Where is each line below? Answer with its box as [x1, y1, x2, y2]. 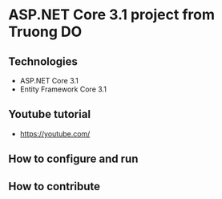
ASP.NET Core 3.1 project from [8, 6, 215, 24]
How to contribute [8, 179, 101, 193]
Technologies [8, 55, 79, 68]
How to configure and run [8, 152, 139, 166]
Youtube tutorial [8, 108, 91, 121]
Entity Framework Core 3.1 [19, 84, 107, 94]
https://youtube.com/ [19, 128, 91, 138]
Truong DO [8, 22, 83, 41]
